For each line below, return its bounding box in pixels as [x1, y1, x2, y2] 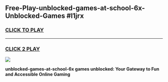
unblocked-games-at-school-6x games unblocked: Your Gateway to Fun [5, 66, 159, 72]
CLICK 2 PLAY [5, 45, 40, 52]
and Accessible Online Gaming [5, 71, 70, 77]
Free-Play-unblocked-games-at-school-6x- [5, 4, 145, 12]
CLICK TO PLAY [5, 27, 44, 34]
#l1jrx [66, 12, 84, 20]
